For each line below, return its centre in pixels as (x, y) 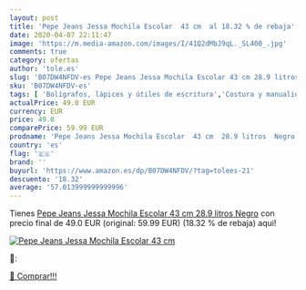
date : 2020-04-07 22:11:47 (61, 35)
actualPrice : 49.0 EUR (52, 103)
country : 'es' (36, 145)
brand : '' (28, 162)
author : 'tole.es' (44, 69)
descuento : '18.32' (46, 179)
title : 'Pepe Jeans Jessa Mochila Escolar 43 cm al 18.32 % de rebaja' (153, 26)
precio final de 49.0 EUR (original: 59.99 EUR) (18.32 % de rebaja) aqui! (143, 223)
